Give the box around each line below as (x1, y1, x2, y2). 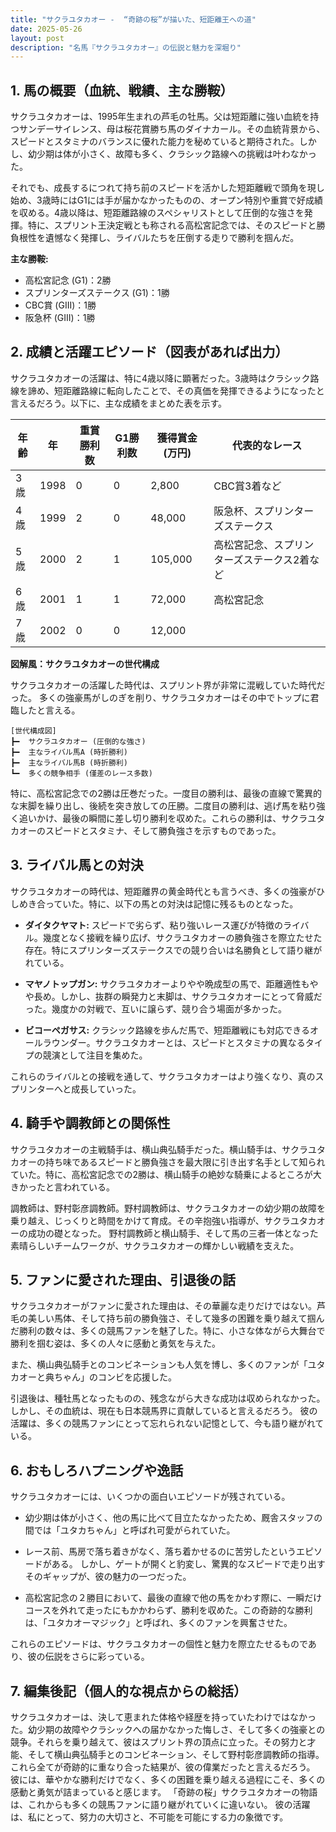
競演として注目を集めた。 (42, 1049, 148, 1061)
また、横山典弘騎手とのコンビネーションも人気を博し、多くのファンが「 (10, 1359, 308, 1371)
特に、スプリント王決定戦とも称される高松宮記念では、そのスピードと (27, 219, 317, 231)
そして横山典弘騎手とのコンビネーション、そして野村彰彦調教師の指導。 (27, 1748, 325, 1760)
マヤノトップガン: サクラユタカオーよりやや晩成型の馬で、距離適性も (24, 977, 310, 990)
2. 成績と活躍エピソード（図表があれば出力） (10, 344, 289, 361)
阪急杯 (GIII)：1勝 (24, 312, 96, 324)
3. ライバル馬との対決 (10, 857, 144, 874)
